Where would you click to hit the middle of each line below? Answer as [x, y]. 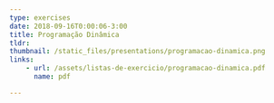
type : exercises [40, 18]
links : [22, 60]
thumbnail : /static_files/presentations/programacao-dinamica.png [137, 51]
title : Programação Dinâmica [64, 34]
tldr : [20, 43]
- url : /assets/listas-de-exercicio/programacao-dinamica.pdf [146, 69]
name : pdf [52, 77]
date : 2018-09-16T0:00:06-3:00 [68, 26]
